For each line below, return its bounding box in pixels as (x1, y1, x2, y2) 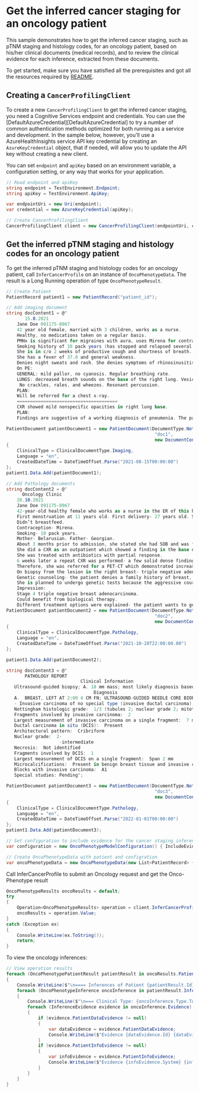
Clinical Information (80, 678, 134, 685)
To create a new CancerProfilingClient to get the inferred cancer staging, (6, 106, 188, 113)
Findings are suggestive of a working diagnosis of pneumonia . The (17, 415, 187, 421)
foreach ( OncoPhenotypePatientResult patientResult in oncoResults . (6, 971, 179, 977)
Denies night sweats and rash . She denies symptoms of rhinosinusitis (17, 360, 195, 366)
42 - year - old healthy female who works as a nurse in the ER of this (17, 509, 190, 514)
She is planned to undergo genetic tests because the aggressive (17, 580, 182, 586)
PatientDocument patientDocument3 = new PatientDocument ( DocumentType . (6, 783, 187, 789)
